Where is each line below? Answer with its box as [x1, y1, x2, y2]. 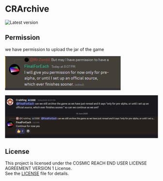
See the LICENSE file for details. [5, 171, 69, 177]
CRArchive [5, 3, 49, 15]
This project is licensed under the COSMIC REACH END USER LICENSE [5, 160, 147, 166]
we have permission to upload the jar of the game [5, 46, 104, 52]
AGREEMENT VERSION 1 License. [5, 165, 72, 171]
